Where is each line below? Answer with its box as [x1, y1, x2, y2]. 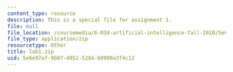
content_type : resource [7, 10, 76, 17]
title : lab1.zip [7, 49, 54, 56]
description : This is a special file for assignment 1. [7, 16, 172, 23]
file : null [7, 23, 39, 29]
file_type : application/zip [7, 36, 89, 43]
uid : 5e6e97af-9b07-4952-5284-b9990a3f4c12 [7, 55, 135, 62]
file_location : [7, 29, 51, 36]
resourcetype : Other [7, 42, 67, 49]
